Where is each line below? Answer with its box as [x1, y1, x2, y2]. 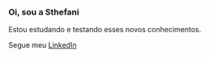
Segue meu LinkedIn [8, 40, 77, 50]
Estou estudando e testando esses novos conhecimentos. [8, 25, 202, 35]
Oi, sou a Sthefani [8, 6, 79, 18]
